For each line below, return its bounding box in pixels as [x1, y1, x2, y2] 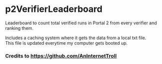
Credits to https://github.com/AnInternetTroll [5, 52, 117, 59]
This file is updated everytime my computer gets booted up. [5, 40, 128, 46]
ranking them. [5, 25, 34, 31]
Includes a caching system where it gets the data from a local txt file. [5, 35, 147, 41]
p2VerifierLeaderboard [5, 3, 103, 15]
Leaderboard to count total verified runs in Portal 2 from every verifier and [5, 20, 158, 26]
